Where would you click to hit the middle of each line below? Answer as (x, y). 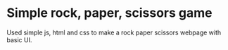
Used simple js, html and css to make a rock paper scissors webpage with (114, 32)
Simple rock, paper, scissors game (109, 13)
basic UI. (19, 39)
